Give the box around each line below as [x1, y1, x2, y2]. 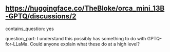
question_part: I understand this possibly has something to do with [5, 35, 146, 41]
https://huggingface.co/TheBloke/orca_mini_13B [5, 4, 165, 13]
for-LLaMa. [5, 41, 29, 47]
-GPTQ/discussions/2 [5, 12, 77, 21]
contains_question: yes [5, 25, 54, 32]
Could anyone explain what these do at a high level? [30, 41, 140, 47]
